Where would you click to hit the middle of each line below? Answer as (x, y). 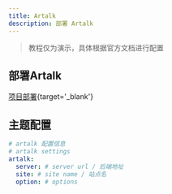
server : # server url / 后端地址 (70, 166)
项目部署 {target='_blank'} (51, 97)
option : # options (47, 182)
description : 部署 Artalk (51, 24)
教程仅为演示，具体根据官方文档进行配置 (96, 47)
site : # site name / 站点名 (61, 174)
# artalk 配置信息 (37, 144)
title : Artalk (32, 16)
